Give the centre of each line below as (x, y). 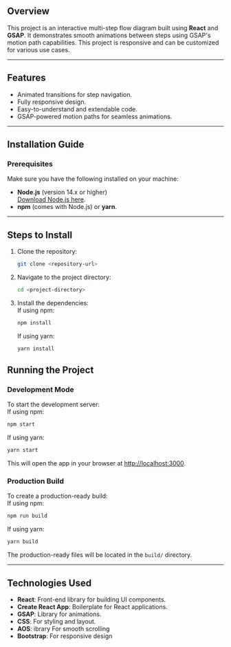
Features (26, 78)
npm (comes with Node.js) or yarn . (67, 207)
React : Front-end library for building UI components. (91, 599)
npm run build (27, 516)
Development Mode (41, 389)
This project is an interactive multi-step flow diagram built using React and (113, 28)
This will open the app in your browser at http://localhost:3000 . (97, 463)
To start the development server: (54, 404)
